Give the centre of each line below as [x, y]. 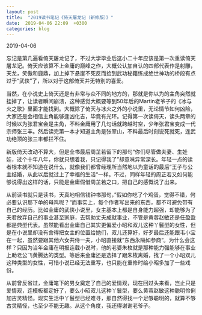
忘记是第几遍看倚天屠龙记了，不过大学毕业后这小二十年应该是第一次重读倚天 [101, 59]
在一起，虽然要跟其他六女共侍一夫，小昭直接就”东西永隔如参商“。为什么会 [98, 240]
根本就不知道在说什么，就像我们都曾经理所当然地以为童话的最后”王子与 [99, 167]
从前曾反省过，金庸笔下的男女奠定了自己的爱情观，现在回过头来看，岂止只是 [101, 283]
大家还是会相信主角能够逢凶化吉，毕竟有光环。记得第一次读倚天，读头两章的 [101, 116]
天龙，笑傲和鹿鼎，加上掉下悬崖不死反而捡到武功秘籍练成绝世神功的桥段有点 [101, 74]
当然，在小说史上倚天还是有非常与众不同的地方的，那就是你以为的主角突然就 [101, 94]
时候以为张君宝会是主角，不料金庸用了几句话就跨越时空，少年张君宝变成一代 [101, 124]
